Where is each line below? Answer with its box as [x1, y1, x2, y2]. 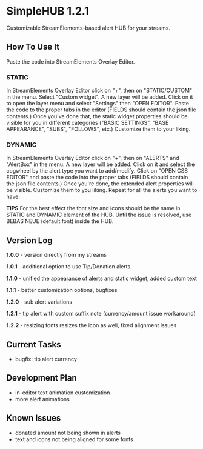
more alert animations [15, 395, 70, 402]
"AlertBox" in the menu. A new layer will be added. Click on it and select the [6, 161, 195, 168]
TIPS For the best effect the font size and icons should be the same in [6, 205, 181, 212]
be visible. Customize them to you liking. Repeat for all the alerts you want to [6, 187, 198, 194]
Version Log [6, 235, 53, 245]
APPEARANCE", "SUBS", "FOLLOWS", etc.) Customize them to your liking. [6, 125, 191, 133]
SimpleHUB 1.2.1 [6, 4, 89, 18]
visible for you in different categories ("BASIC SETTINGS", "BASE [6, 119, 169, 127]
